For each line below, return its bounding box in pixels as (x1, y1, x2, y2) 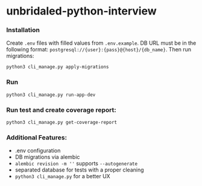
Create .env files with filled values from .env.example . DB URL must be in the (6, 39, 197, 46)
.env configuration (14, 147, 61, 155)
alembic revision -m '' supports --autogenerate (14, 160, 137, 167)
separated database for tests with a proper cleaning (14, 166, 144, 173)
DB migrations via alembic (14, 153, 80, 161)
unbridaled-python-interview (6, 4, 157, 18)
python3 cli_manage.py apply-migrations (6, 64, 110, 70)
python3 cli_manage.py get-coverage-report (6, 120, 118, 126)
